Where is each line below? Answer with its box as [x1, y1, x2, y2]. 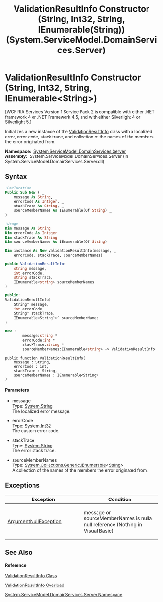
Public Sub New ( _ [5, 190, 45, 195]
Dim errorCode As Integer [5, 230, 57, 235]
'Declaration [5, 186, 32, 190]
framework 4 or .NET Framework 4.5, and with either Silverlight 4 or [5, 114, 141, 120]
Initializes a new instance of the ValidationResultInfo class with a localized [5, 128, 153, 134]
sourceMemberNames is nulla [84, 515, 152, 522]
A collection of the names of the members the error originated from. [12, 467, 148, 473]
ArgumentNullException [7, 518, 62, 525]
